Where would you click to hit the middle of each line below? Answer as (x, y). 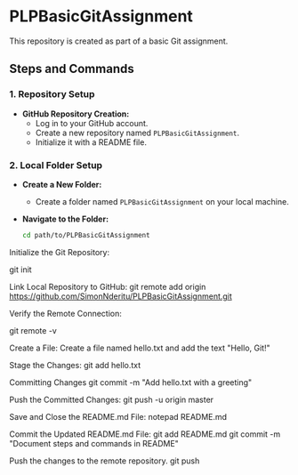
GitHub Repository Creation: (76, 114)
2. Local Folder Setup (56, 165)
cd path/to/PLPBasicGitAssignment (86, 235)
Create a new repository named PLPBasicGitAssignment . (137, 133)
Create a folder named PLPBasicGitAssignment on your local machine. (162, 201)
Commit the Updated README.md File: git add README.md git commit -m (145, 434)
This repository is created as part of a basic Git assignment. (119, 41)
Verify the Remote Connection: (66, 313)
